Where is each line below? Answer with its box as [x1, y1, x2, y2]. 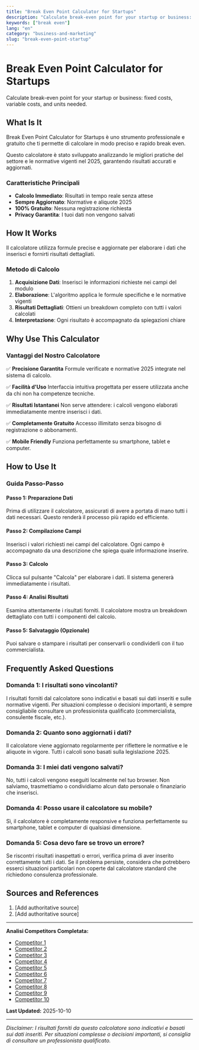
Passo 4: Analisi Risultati [6, 593, 69, 600]
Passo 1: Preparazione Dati [6, 494, 73, 501]
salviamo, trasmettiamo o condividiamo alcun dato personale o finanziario [6, 783, 187, 790]
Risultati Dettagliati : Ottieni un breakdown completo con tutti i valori [14, 304, 182, 311]
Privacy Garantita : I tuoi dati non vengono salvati [14, 211, 135, 219]
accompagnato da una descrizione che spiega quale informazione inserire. [6, 547, 189, 554]
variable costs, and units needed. [6, 100, 88, 107]
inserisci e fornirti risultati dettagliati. [6, 250, 96, 257]
